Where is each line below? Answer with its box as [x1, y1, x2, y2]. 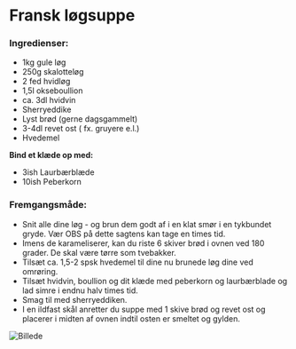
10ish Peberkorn [21, 177, 82, 187]
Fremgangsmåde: [9, 199, 87, 211]
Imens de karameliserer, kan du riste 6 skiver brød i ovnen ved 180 [21, 237, 265, 249]
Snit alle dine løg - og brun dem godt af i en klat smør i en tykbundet [21, 218, 272, 229]
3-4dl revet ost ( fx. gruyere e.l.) [21, 123, 140, 134]
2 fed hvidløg [21, 76, 71, 87]
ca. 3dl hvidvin [21, 95, 76, 106]
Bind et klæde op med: [9, 150, 94, 161]
